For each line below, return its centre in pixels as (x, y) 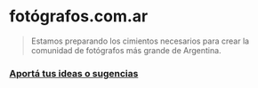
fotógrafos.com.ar (79, 16)
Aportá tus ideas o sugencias (74, 73)
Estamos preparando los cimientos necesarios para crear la (140, 41)
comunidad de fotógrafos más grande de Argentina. (126, 50)
